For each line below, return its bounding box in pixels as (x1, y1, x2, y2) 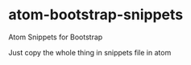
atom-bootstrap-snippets (8, 6, 184, 24)
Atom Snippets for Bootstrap (8, 32, 103, 42)
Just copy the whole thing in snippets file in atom (8, 47, 172, 57)
